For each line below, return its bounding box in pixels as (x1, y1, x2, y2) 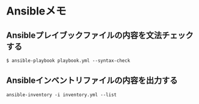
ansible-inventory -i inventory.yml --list (6, 91, 117, 98)
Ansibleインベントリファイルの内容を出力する (6, 75, 178, 86)
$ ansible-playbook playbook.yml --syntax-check (6, 58, 130, 64)
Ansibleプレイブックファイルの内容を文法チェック (6, 30, 194, 40)
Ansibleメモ (6, 4, 67, 18)
